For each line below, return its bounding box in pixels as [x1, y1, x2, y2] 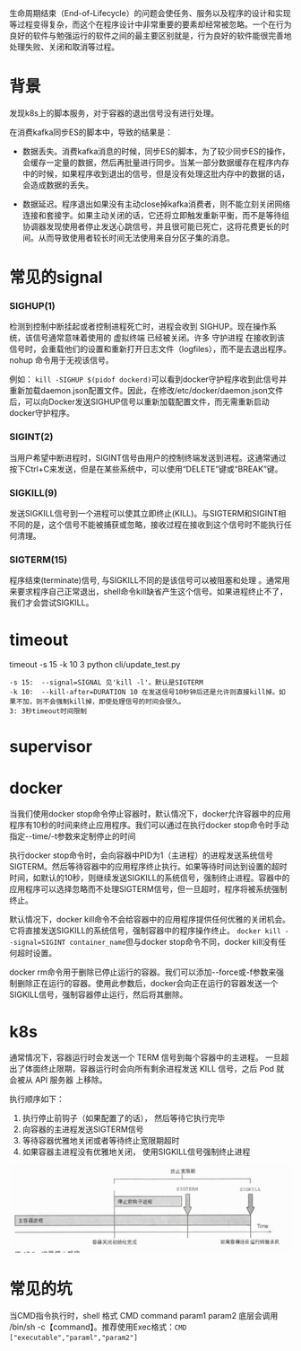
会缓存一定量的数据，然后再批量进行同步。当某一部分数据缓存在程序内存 [21, 156, 289, 168]
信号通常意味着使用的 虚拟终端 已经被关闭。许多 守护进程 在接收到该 [32, 332, 285, 343]
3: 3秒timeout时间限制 [9, 707, 88, 716]
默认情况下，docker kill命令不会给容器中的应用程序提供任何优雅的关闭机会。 [9, 914, 291, 925]
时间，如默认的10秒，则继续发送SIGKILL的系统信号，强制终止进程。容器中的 [9, 872, 290, 883]
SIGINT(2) [9, 430, 54, 443]
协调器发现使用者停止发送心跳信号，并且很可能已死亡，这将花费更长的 [21, 221, 282, 232]
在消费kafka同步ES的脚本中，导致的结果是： [9, 127, 173, 137]
